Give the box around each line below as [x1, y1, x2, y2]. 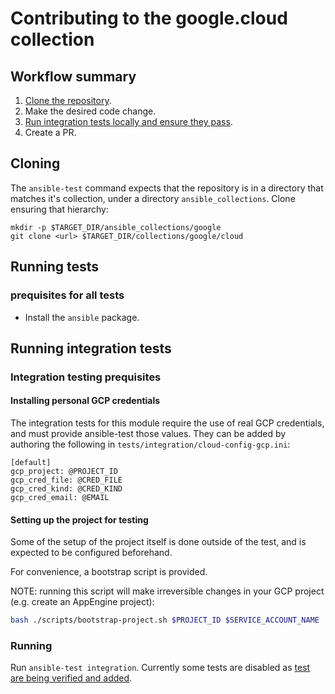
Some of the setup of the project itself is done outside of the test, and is [10, 536, 307, 548]
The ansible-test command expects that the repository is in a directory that [10, 182, 324, 194]
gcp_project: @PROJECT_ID [10, 467, 118, 477]
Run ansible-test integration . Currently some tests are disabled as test [10, 662, 311, 674]
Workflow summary [10, 68, 137, 85]
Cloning [10, 155, 61, 172]
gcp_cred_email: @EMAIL [10, 493, 110, 503]
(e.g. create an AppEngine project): [10, 596, 155, 608]
